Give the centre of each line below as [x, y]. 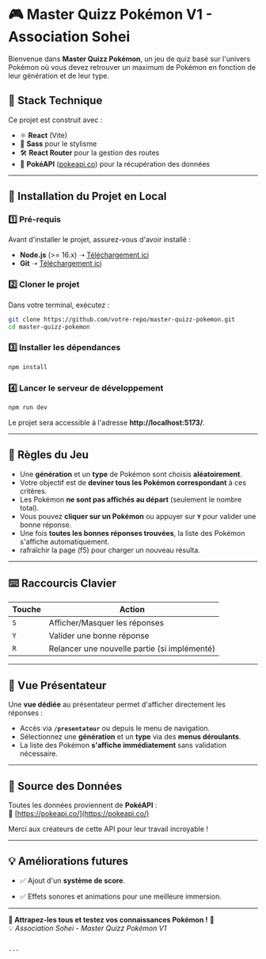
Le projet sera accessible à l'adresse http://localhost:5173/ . [106, 422]
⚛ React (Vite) [44, 135]
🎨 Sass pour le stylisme [58, 144]
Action [132, 610]
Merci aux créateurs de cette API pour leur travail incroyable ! [108, 829]
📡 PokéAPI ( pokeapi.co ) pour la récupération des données [115, 164]
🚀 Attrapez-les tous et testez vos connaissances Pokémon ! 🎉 [112, 919]
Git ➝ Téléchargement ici [61, 264]
